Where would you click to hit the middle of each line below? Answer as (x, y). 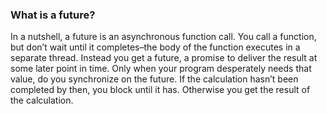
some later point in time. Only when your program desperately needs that (161, 69)
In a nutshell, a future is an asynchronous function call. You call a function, (163, 37)
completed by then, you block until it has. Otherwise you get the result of (160, 90)
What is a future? (53, 15)
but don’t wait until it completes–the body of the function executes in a (155, 47)
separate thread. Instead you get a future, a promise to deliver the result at (164, 58)
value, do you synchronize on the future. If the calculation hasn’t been (154, 79)
